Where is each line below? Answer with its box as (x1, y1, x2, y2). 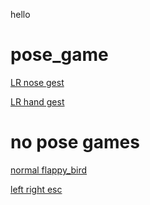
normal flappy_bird (10, 164, 88, 176)
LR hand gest (10, 95, 65, 108)
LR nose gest (10, 76, 65, 88)
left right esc (10, 183, 63, 195)
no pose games (10, 131, 140, 154)
